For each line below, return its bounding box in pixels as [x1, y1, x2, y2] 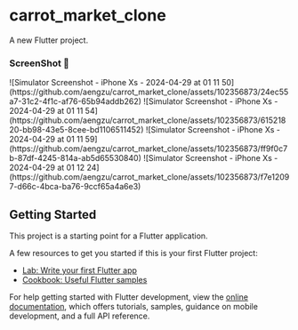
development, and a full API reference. [9, 310, 150, 321]
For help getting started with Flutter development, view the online [9, 292, 249, 302]
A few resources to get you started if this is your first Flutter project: [9, 248, 258, 259]
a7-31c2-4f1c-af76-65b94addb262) [9, 96, 142, 107]
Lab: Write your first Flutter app [21, 265, 138, 276]
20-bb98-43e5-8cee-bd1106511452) [9, 125, 144, 135]
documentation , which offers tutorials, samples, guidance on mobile [9, 302, 258, 312]
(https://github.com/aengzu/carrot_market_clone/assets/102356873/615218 [9, 115, 286, 125]
